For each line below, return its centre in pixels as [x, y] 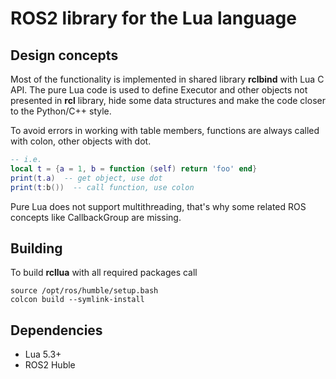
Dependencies [56, 330]
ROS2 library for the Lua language [153, 18]
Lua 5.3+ [43, 354]
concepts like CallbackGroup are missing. [96, 217]
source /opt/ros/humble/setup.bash [84, 291]
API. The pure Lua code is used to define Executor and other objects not [159, 90]
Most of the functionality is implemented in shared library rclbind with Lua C [167, 79]
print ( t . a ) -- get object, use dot [86, 178]
